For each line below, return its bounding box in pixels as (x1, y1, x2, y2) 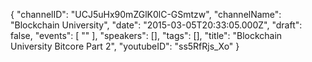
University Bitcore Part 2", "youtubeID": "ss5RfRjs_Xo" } (10, 40, 240, 52)
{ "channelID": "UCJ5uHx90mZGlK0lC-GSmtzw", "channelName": (10, 9, 282, 20)
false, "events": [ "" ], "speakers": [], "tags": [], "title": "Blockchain (10, 30, 283, 41)
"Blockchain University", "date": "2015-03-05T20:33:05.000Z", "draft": (10, 19, 303, 31)
